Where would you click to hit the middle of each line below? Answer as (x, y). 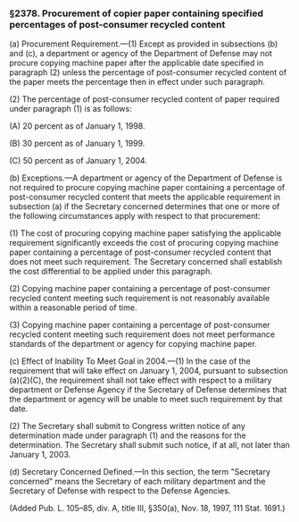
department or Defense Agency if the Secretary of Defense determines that (148, 390)
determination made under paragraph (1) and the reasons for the (128, 435)
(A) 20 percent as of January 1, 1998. (77, 126)
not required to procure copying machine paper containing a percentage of (147, 188)
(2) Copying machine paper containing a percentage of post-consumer (140, 289)
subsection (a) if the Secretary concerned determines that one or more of (145, 206)
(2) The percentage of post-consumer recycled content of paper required (144, 99)
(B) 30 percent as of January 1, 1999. (77, 143)
